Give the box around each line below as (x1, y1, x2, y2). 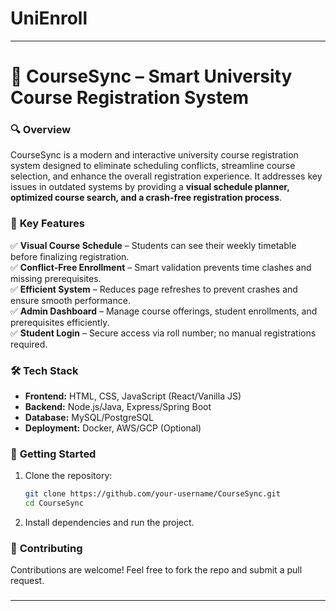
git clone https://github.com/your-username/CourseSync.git (24, 489, 281, 499)
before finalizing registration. (10, 250, 130, 262)
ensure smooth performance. (10, 294, 131, 306)
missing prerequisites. (10, 272, 102, 284)
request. (10, 575, 45, 587)
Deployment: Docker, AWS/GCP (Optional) (24, 422, 202, 434)
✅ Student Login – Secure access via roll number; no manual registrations (10, 327, 317, 339)
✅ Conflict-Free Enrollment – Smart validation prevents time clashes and (10, 261, 312, 273)
